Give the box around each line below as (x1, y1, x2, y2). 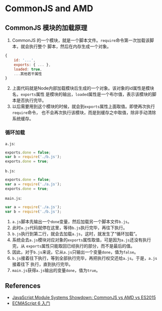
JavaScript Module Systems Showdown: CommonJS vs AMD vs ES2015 (12, 294, 156, 300)
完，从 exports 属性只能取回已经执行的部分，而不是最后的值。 (12, 243, 135, 249)
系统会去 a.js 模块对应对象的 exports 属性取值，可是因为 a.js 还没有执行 (12, 237, 151, 243)
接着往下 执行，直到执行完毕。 (12, 261, 73, 267)
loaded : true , (14, 67, 42, 72)
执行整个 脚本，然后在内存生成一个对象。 (29, 43, 112, 49)
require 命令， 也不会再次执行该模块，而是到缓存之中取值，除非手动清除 (12, 110, 156, 116)
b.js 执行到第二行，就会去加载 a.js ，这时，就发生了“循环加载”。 (12, 231, 140, 236)
